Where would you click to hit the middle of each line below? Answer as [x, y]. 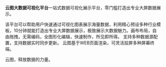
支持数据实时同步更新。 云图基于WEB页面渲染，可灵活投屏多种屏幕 [82, 43]
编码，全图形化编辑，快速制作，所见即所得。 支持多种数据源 [92, 37]
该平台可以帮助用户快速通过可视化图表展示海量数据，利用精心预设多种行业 [81, 24]
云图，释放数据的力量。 [29, 59]
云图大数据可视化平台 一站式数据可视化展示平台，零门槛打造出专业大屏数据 [81, 8]
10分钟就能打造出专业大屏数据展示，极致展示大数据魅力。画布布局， [83, 31]
